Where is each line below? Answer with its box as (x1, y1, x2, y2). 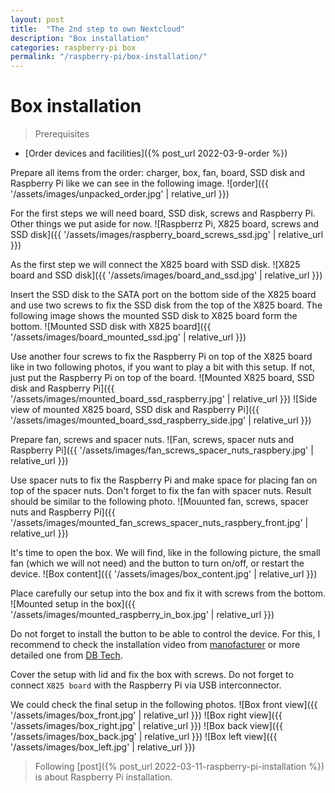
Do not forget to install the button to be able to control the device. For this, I (10, 628, 321, 640)
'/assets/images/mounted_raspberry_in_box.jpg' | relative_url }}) (10, 609, 275, 621)
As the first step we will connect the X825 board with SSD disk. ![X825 (10, 259, 301, 271)
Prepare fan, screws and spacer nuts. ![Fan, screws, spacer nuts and (10, 434, 295, 446)
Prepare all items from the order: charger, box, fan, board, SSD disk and (10, 167, 306, 179)
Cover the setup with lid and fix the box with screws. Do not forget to (10, 669, 294, 681)
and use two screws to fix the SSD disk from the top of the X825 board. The (10, 299, 323, 311)
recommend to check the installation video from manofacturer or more (10, 639, 301, 651)
